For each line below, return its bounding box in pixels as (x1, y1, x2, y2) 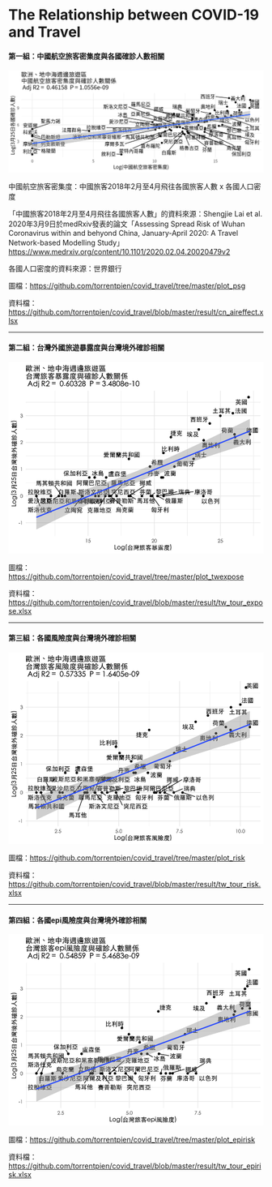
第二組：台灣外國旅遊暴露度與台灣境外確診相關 (8, 343, 164, 353)
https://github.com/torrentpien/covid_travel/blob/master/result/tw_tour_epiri (8, 1161, 261, 1171)
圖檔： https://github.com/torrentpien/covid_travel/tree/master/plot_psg (8, 281, 246, 290)
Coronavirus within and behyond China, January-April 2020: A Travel (8, 228, 239, 238)
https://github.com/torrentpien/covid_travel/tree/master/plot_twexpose (8, 572, 244, 581)
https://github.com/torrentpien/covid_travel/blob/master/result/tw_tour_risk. (8, 880, 261, 889)
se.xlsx (8, 606, 32, 615)
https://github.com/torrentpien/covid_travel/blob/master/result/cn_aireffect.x (8, 306, 264, 317)
